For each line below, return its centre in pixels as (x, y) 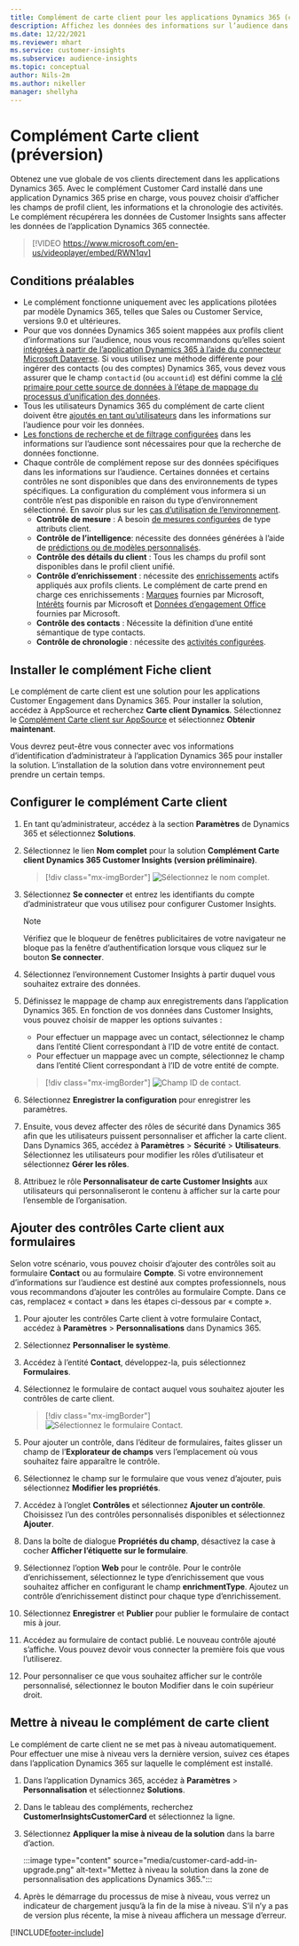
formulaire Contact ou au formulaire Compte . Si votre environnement (137, 1273)
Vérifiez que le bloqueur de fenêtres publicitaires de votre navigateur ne (154, 938)
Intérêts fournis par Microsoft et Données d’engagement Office (151, 604)
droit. (32, 1695)
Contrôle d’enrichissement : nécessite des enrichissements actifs (157, 576)
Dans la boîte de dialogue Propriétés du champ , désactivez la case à (149, 1541)
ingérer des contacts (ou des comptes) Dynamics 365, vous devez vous (154, 369)
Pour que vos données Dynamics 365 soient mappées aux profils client (153, 330)
